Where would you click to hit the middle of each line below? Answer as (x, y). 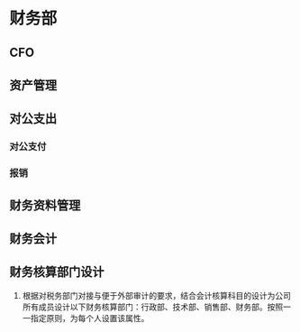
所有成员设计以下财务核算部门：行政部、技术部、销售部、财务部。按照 (153, 307)
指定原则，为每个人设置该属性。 (90, 318)
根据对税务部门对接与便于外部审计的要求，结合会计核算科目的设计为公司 (156, 295)
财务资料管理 (45, 205)
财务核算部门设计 (57, 272)
